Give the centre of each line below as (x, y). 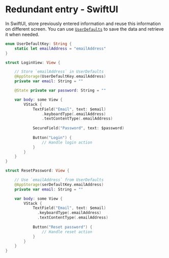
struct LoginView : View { (33, 62)
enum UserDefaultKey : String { (39, 44)
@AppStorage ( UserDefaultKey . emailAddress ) (60, 77)
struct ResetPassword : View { (38, 171)
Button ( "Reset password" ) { (63, 227)
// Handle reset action (67, 232)
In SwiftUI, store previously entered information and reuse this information (83, 24)
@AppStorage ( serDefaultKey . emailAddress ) (59, 184)
